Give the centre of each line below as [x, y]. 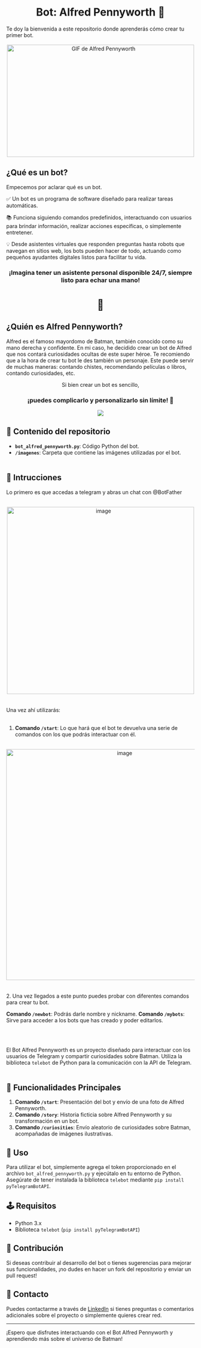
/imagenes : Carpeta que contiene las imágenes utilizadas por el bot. [98, 452]
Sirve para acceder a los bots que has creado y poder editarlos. [85, 1020]
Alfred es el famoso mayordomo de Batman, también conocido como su [95, 341]
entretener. [20, 232]
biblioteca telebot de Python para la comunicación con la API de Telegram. [99, 1062]
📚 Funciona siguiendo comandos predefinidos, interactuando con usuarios [99, 217]
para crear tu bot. [28, 1002]
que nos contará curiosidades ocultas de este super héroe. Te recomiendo [98, 354]
